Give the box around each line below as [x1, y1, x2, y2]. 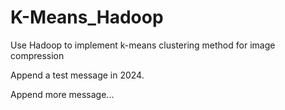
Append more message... [10, 88, 115, 100]
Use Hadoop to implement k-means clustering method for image [10, 39, 276, 51]
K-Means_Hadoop [10, 6, 164, 29]
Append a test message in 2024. [10, 69, 145, 81]
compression [10, 49, 65, 61]
